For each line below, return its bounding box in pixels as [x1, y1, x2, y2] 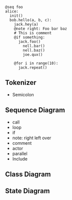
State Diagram [5, 187, 50, 195]
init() [9, 13, 23, 18]
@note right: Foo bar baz [14, 26, 68, 31]
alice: [5, 9, 19, 14]
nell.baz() [23, 48, 45, 53]
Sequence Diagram [5, 106, 65, 115]
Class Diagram [5, 170, 51, 179]
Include [12, 156, 28, 161]
